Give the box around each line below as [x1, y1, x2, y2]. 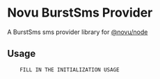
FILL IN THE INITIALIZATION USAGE [19, 66, 120, 73]
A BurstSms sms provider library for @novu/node [7, 28, 148, 36]
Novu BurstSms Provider [7, 5, 153, 21]
